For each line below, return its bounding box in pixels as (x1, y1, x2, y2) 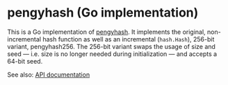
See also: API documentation (7, 70, 90, 79)
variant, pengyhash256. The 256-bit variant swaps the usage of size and (7, 42, 215, 50)
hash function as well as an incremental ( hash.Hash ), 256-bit (42, 35, 215, 43)
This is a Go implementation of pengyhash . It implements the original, (7, 28, 206, 36)
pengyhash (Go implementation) (7, 5, 199, 21)
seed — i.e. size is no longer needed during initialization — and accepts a (7, 50, 218, 58)
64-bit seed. (7, 57, 43, 65)
